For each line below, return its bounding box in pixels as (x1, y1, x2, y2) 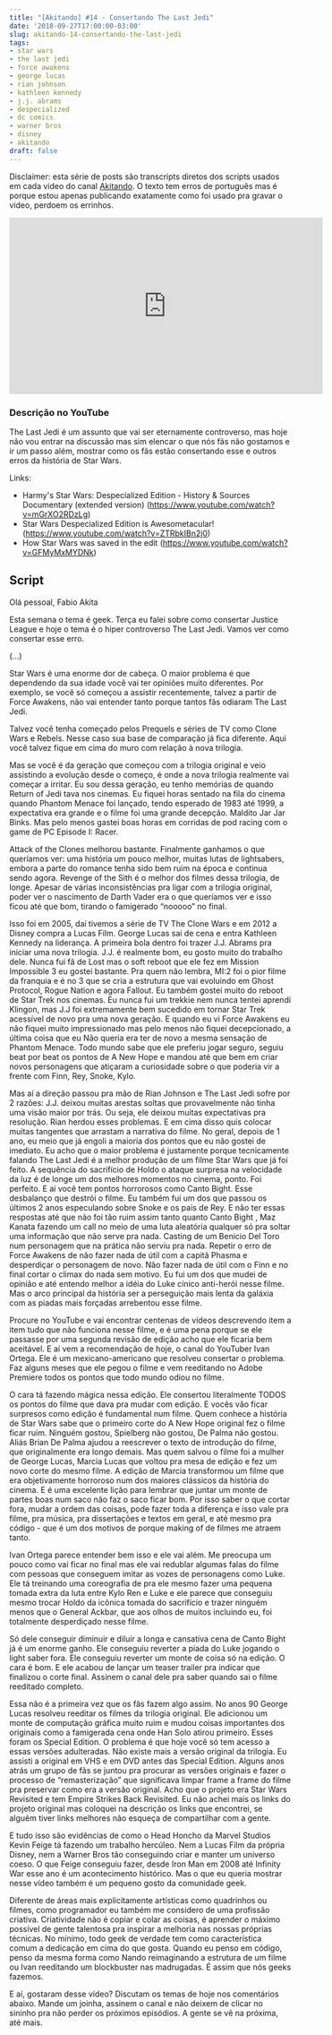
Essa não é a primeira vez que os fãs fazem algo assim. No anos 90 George (9, 1698, 288, 1709)
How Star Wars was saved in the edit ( (21, 537, 164, 548)
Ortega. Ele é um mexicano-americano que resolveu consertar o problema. (9, 1352, 286, 1363)
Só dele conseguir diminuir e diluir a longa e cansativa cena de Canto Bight (9, 1633, 286, 1644)
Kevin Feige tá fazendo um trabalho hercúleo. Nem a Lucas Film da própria (9, 1839, 285, 1850)
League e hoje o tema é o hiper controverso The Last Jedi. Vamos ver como (9, 624, 289, 634)
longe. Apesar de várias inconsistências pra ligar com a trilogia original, (9, 882, 273, 892)
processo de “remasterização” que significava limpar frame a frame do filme (9, 1774, 292, 1785)
